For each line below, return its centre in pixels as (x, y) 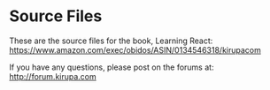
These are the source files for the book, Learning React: (111, 41)
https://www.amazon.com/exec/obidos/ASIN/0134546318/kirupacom (135, 49)
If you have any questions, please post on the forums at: (112, 67)
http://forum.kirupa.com (53, 76)
